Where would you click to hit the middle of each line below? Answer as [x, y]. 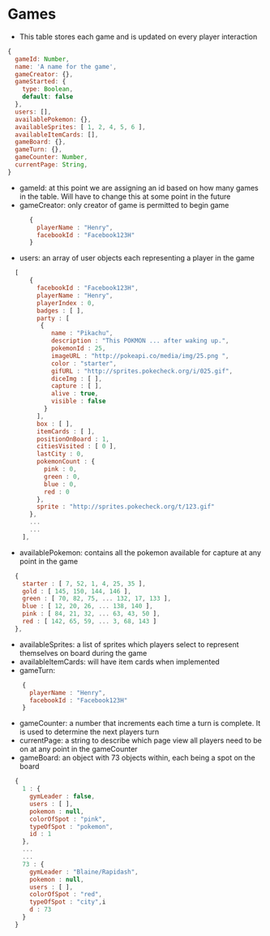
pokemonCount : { [66, 462]
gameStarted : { [41, 82]
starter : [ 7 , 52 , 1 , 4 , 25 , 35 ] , [84, 584]
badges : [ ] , [60, 311]
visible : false [78, 401]
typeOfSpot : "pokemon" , [71, 826]
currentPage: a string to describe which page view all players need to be [141, 740]
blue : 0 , [60, 484]
